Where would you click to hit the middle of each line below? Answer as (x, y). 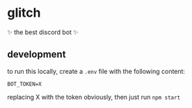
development (37, 55)
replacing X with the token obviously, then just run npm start (94, 97)
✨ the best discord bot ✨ (43, 32)
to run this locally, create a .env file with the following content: (96, 71)
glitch (24, 13)
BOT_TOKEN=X (24, 84)
